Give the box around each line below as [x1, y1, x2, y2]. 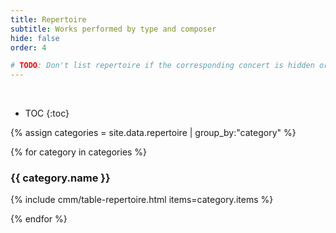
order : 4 [10, 42, 47, 53]
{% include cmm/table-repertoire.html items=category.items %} [10, 194, 274, 206]
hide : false [10, 33, 60, 43]
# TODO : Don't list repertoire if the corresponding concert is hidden [10, 61, 315, 71]
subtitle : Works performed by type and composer [10, 24, 217, 34]
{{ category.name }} [10, 171, 111, 185]
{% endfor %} [10, 213, 68, 225]
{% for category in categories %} [10, 146, 148, 158]
